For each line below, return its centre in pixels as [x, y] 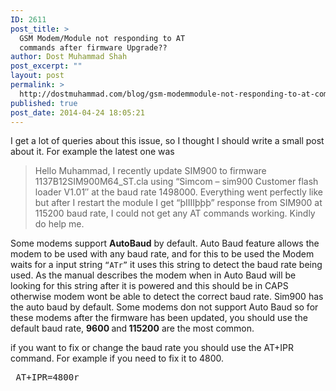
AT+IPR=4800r [47, 377]
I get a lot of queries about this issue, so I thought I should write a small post [167, 141]
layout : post [37, 76]
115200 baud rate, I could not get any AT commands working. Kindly [175, 213]
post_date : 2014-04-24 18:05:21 [77, 112]
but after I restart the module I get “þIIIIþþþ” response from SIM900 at [178, 203]
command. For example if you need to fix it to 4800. [117, 358]
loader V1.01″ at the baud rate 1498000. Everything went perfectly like [179, 192]
